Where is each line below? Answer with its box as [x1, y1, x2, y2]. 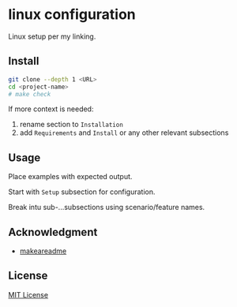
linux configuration [8, 6, 136, 24]
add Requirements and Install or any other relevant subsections [19, 128, 229, 137]
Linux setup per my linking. [8, 32, 96, 41]
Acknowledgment [8, 225, 98, 238]
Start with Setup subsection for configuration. [8, 187, 156, 197]
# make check [8, 90, 51, 98]
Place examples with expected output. [8, 172, 133, 182]
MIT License [8, 290, 49, 299]
